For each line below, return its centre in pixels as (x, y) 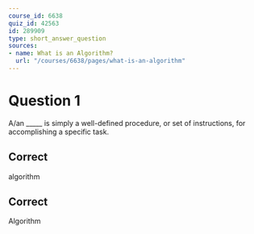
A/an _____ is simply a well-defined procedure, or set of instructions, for (127, 123)
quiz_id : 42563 (34, 23)
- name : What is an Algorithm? (61, 53)
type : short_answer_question (57, 38)
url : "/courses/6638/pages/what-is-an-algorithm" (100, 61)
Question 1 (44, 101)
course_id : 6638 (35, 16)
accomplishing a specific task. (59, 132)
